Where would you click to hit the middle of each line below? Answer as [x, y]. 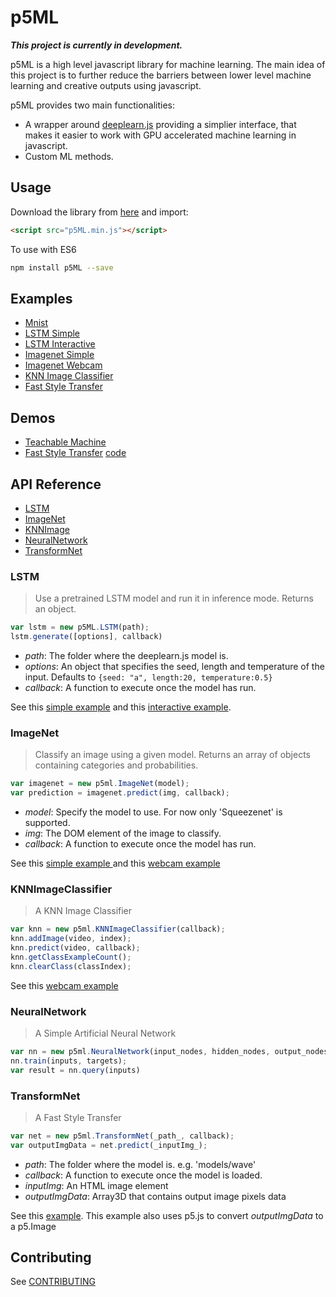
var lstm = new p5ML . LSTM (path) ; [80, 627]
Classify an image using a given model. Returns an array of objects [172, 755]
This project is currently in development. [96, 45]
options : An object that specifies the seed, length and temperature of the [174, 666]
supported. [47, 823]
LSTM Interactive [60, 344]
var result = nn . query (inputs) [75, 1070]
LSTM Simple [52, 333]
